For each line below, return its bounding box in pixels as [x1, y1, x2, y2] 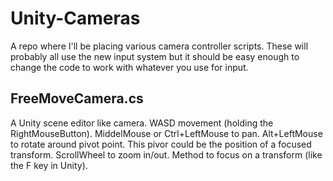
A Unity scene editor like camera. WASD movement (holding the [10, 117, 274, 129]
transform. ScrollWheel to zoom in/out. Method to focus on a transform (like [10, 148, 323, 161]
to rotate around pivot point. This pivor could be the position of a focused [10, 138, 312, 150]
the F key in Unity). [10, 159, 88, 171]
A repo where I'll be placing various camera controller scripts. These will [10, 40, 309, 52]
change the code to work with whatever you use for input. [10, 61, 249, 73]
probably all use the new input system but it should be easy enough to [10, 50, 300, 62]
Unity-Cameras [10, 7, 141, 30]
